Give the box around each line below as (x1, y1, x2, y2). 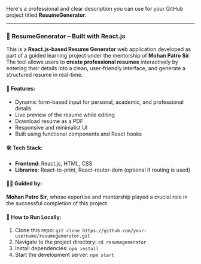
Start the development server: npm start (14, 251, 115, 259)
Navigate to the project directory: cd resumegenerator (14, 238, 147, 245)
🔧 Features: (6, 85, 35, 92)
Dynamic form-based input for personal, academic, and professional (14, 98, 184, 106)
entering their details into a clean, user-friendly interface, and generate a (6, 65, 185, 72)
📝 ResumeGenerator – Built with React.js (6, 32, 126, 40)
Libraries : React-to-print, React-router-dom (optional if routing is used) (14, 166, 191, 173)
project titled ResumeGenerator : (6, 11, 87, 19)
